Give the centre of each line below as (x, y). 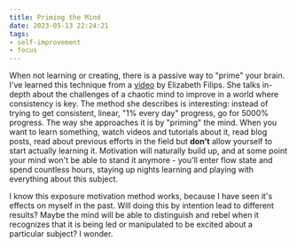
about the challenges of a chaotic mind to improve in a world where (156, 95)
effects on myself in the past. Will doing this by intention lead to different (142, 205)
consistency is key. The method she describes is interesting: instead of (139, 104)
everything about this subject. (63, 179)
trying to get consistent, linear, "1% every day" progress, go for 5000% (139, 113)
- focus (23, 50)
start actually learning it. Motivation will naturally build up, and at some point (148, 151)
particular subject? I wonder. (61, 234)
